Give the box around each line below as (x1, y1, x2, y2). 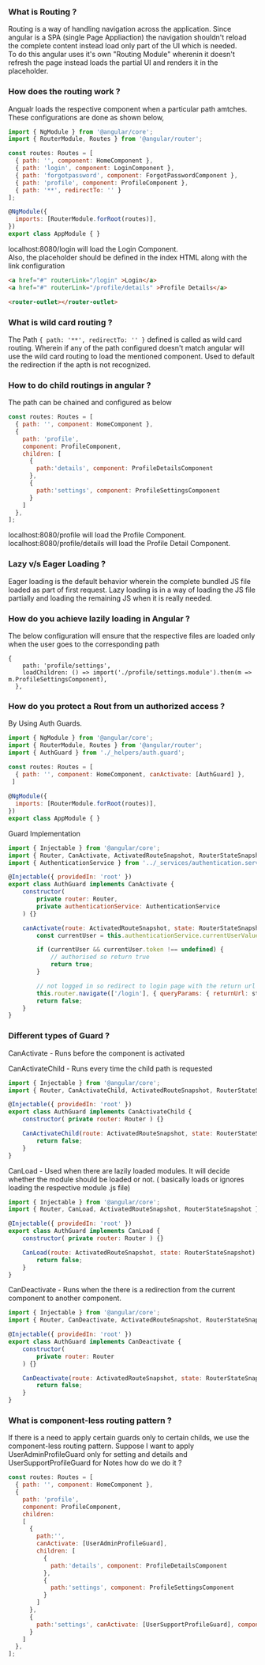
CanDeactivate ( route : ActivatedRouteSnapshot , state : (22, 1374, 203, 1382)
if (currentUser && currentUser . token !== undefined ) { (36, 946, 224, 954)
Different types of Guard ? (8, 1030, 110, 1041)
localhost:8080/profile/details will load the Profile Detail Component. (8, 539, 231, 548)
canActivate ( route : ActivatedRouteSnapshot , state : (22, 924, 196, 932)
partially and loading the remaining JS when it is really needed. (8, 593, 213, 603)
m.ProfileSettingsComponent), (8, 675, 108, 683)
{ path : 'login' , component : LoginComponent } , (15, 165, 175, 173)
